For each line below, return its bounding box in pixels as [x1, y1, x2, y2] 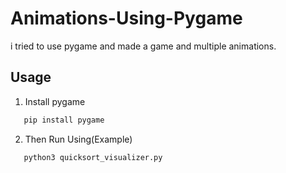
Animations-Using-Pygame [10, 7, 243, 30]
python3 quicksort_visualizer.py [23, 152, 163, 162]
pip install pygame [23, 115, 105, 125]
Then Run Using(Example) [24, 133, 133, 145]
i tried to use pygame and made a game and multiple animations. [10, 40, 277, 52]
